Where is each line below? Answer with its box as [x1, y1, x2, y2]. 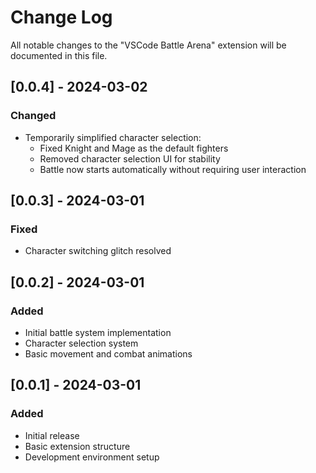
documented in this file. [10, 49, 108, 61]
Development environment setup [24, 451, 160, 463]
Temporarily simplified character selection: [24, 131, 202, 143]
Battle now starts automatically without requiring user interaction [39, 163, 307, 175]
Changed [10, 109, 57, 123]
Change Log [10, 6, 113, 29]
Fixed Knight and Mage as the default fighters [39, 142, 229, 154]
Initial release [24, 429, 80, 441]
